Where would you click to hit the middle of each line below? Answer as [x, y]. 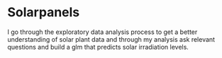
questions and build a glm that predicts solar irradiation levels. [98, 47]
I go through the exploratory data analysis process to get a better [102, 32]
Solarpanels [44, 12]
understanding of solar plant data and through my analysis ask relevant [111, 39]
